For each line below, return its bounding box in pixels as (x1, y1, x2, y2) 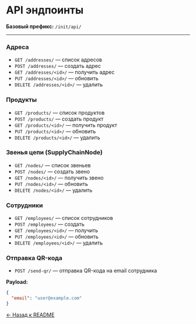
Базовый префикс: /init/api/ (6, 23, 82, 30)
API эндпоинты (6, 4, 84, 17)
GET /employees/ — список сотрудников (14, 215, 113, 222)
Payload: (6, 278, 28, 285)
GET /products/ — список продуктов (14, 109, 105, 116)
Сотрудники (6, 201, 43, 209)
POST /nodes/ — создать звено (14, 168, 90, 175)
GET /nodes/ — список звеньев (14, 161, 91, 168)
